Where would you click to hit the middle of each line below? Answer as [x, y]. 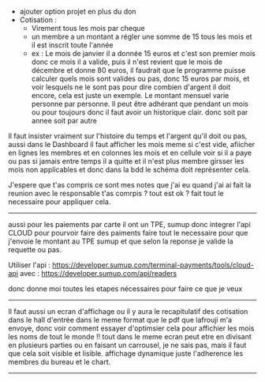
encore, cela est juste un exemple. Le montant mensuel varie [130, 95]
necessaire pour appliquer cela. [60, 202]
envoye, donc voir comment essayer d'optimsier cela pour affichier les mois [131, 328]
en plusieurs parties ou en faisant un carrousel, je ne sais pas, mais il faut [127, 345]
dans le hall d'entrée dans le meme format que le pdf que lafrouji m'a [120, 320]
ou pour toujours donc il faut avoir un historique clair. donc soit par [140, 112]
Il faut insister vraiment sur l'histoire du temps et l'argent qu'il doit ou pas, [128, 136]
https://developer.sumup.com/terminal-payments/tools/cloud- [153, 265]
